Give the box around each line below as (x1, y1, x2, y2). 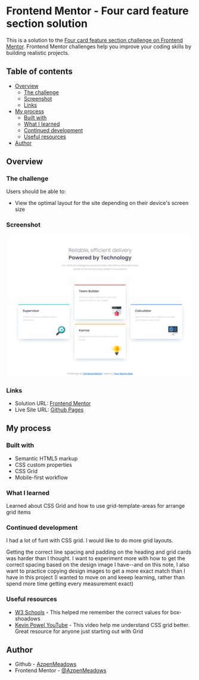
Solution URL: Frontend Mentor (14, 399, 91, 406)
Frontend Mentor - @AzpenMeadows (14, 667, 107, 674)
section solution (6, 17, 88, 30)
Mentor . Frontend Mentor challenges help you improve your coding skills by (6, 43, 192, 50)
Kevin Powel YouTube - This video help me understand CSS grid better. (14, 621, 190, 628)
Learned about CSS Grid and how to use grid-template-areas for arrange (6, 502, 185, 509)
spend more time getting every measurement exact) (6, 580, 134, 588)
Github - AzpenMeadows (14, 660, 77, 668)
